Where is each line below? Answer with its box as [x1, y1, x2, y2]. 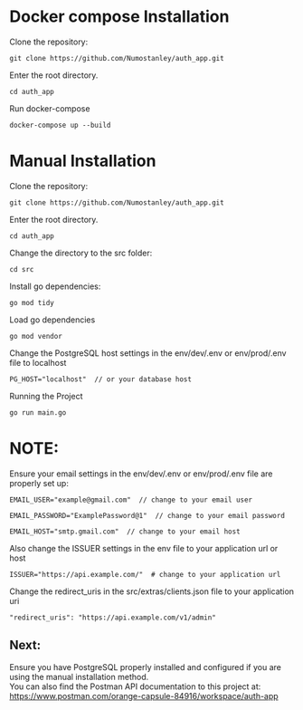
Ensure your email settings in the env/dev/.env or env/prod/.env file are [9, 468, 273, 479]
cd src [9, 264, 34, 273]
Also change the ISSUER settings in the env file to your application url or [9, 542, 279, 553]
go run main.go [9, 408, 67, 417]
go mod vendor [9, 331, 63, 341]
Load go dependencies [9, 314, 96, 325]
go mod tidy [9, 298, 54, 307]
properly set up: [9, 477, 70, 488]
